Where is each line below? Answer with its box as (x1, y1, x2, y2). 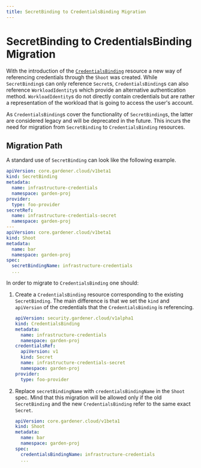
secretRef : (6, 207, 34, 213)
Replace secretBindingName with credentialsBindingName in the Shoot (14, 387, 185, 394)
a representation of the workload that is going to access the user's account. (6, 99, 194, 106)
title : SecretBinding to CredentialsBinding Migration (6, 8, 146, 15)
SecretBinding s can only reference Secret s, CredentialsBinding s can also (6, 80, 189, 87)
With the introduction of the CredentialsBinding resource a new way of (6, 67, 182, 74)
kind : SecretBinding (6, 174, 58, 180)
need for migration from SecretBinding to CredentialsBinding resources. (6, 123, 185, 131)
